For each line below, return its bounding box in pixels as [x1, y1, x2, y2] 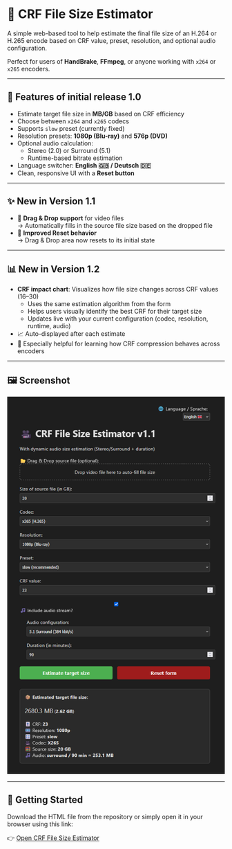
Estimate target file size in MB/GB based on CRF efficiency [17, 109, 185, 118]
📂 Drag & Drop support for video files [17, 214, 124, 222]
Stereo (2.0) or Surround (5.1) [27, 146, 111, 154]
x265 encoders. [7, 64, 50, 73]
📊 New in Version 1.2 [7, 263, 100, 275]
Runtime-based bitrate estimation [27, 154, 123, 162]
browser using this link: [7, 820, 74, 828]
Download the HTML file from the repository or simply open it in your [7, 812, 203, 821]
